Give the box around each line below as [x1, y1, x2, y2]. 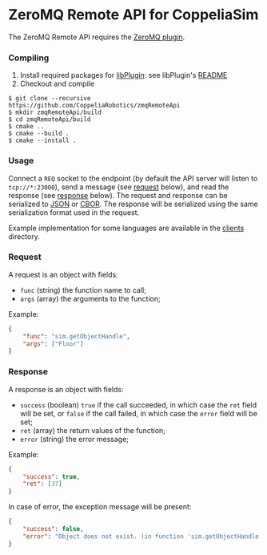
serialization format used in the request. [8, 207, 140, 217]
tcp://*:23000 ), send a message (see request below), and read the [8, 182, 229, 192]
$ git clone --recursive [8, 95, 91, 103]
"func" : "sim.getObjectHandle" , [22, 332, 130, 340]
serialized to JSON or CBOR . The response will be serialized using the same [8, 199, 258, 209]
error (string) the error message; [19, 434, 130, 444]
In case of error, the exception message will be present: [8, 502, 192, 512]
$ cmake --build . [8, 130, 70, 138]
